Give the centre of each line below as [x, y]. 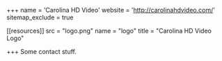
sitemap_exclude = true [40, 17]
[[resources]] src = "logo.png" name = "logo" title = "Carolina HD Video [109, 31]
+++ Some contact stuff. [42, 52]
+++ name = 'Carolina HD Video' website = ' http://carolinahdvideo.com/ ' [111, 10]
